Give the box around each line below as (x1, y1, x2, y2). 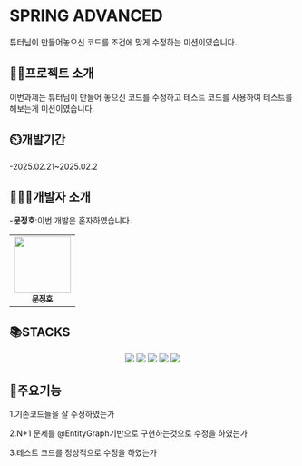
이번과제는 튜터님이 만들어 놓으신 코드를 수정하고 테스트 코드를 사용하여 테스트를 (9, 92, 293, 103)
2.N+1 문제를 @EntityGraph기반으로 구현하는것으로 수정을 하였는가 (9, 428, 248, 439)
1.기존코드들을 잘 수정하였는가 (9, 409, 115, 419)
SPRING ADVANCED (9, 5, 163, 26)
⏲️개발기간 (9, 133, 66, 148)
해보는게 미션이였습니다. (9, 103, 95, 114)
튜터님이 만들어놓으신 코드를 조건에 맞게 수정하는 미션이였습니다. (9, 36, 238, 47)
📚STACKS (9, 324, 71, 340)
